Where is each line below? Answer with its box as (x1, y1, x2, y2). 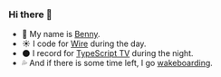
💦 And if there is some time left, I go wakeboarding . (21, 58, 214, 69)
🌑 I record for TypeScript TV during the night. (21, 48, 194, 59)
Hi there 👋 (8, 8, 53, 21)
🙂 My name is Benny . (21, 29, 101, 40)
